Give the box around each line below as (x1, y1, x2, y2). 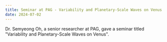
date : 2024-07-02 (5, 12, 41, 17)
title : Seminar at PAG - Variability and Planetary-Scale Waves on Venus (5, 7, 162, 12)
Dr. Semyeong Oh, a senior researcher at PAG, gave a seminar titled (5, 25, 144, 31)
